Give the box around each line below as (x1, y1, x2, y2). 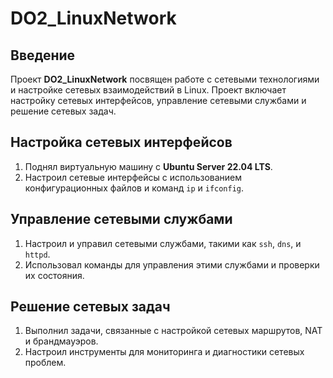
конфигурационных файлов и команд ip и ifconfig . (24, 182, 245, 194)
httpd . (24, 248, 51, 260)
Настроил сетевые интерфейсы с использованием (24, 171, 243, 183)
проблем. (24, 357, 67, 369)
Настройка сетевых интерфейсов (10, 134, 233, 151)
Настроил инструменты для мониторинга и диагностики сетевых (24, 346, 305, 358)
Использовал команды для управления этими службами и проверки (24, 258, 320, 271)
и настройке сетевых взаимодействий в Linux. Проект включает (10, 84, 287, 96)
